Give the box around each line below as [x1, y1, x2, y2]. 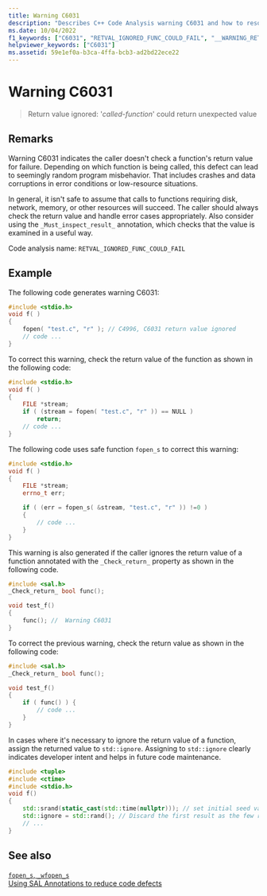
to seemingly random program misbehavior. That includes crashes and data [8, 170, 256, 180]
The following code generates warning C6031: [8, 287, 160, 297]
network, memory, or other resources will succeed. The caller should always [8, 202, 259, 212]
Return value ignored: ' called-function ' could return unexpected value [27, 109, 257, 119]
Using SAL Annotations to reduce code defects [8, 878, 163, 888]
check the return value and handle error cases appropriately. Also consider [8, 211, 254, 220]
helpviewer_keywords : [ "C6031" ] [8, 41, 115, 49]
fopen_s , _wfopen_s [8, 870, 70, 879]
